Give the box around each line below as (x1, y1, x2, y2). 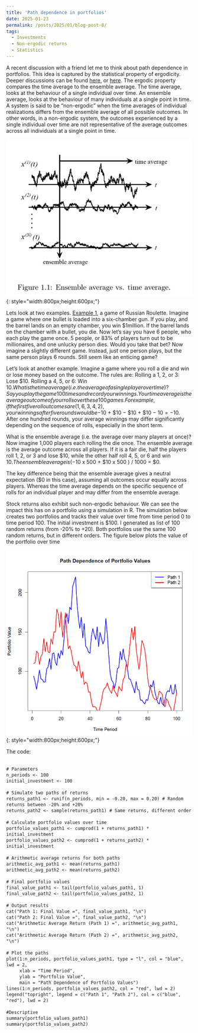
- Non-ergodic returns (11, 41, 67, 47)
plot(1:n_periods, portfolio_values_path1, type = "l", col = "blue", (6, 956, 184, 962)
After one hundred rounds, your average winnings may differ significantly (6, 415, 184, 422)
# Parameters (6, 766, 38, 772)
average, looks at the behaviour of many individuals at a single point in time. (6, 96, 191, 103)
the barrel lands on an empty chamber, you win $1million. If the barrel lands (6, 322, 190, 329)
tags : (6, 28, 20, 34)
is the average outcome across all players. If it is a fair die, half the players (6, 446, 187, 453)
